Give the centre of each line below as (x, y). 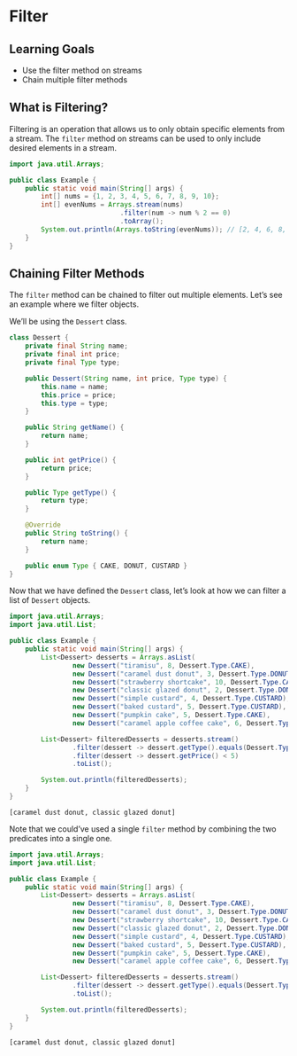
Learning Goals (52, 49)
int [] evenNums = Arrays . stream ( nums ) (112, 205)
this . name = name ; (75, 387)
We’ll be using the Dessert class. (68, 322)
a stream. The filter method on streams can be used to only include (135, 138)
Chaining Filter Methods (77, 274)
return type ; (65, 501)
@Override (43, 525)
